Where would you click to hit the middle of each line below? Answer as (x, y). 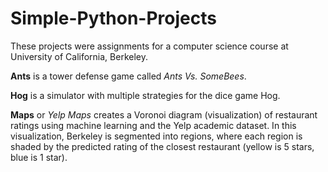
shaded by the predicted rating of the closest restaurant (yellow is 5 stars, (162, 146)
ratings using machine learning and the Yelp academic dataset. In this (153, 125)
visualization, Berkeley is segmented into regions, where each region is (156, 136)
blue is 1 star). (39, 157)
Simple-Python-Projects (113, 18)
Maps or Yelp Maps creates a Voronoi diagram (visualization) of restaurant (164, 114)
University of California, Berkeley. (79, 56)
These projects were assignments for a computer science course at (149, 46)
